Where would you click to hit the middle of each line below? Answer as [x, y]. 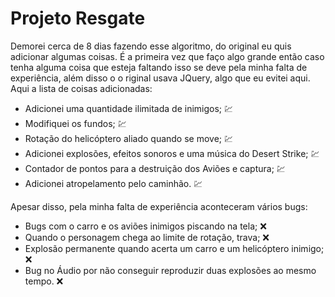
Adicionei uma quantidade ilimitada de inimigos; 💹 [129, 108]
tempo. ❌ [44, 281]
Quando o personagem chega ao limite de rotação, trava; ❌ [147, 237]
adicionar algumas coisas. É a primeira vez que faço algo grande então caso [167, 56]
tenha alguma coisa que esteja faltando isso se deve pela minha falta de [159, 67]
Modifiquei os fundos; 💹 [75, 123]
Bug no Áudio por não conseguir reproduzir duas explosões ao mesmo [170, 270]
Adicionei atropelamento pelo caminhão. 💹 [113, 183]
